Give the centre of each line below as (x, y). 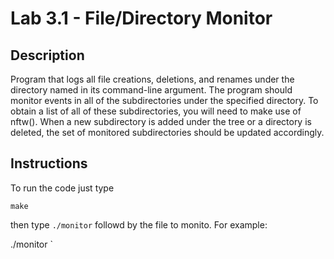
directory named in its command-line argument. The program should (151, 90)
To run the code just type (62, 188)
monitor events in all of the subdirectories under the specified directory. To (164, 100)
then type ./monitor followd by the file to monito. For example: (139, 224)
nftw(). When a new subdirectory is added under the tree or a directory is (161, 121)
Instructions (49, 163)
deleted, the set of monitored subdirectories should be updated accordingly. (167, 132)
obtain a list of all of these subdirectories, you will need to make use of (156, 111)
